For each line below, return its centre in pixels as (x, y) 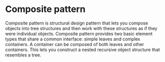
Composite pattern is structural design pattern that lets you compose (77, 23)
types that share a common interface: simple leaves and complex (73, 39)
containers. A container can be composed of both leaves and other (75, 44)
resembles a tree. (23, 55)
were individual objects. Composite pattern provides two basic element (79, 33)
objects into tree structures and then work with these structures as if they (81, 28)
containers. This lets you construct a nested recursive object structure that (82, 49)
